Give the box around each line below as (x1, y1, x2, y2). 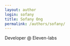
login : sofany (4, 12, 34, 17)
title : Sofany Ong (4, 16, 43, 21)
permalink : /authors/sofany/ (4, 21, 65, 26)
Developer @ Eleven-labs (4, 35, 57, 41)
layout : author (4, 7, 36, 12)
